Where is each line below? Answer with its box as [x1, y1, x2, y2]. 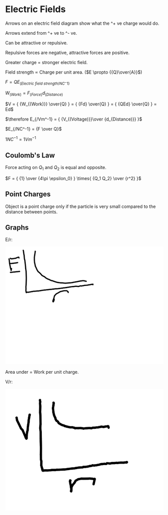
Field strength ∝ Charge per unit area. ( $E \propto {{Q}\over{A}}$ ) [5, 69, 142, 75]
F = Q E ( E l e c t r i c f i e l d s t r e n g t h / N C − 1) [5, 79, 70, 86]
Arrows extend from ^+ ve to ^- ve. [5, 30, 77, 36]
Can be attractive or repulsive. [5, 39, 68, 46]
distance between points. [5, 208, 58, 215]
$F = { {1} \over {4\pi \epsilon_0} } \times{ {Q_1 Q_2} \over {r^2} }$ [5, 175, 142, 181]
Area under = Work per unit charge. [5, 369, 79, 375]
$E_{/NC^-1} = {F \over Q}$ [5, 126, 62, 132]
